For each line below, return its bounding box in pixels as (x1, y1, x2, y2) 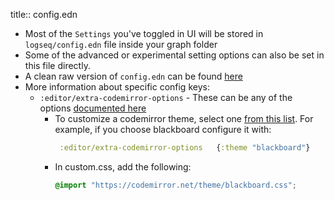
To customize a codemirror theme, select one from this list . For (54, 113, 314, 124)
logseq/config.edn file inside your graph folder (24, 39, 218, 50)
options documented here (39, 102, 147, 114)
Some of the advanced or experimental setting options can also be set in (24, 49, 325, 61)
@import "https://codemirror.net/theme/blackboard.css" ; (54, 180, 298, 190)
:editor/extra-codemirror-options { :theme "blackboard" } (59, 143, 311, 153)
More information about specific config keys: (24, 81, 210, 93)
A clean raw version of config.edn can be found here (24, 70, 243, 82)
